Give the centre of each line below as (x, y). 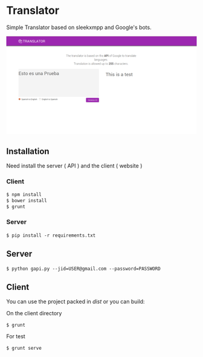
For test (16, 336)
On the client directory (34, 313)
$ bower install (27, 201)
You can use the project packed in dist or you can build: (76, 302)
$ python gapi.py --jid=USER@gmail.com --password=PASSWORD (84, 269)
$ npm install (24, 195)
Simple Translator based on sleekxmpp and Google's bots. (79, 27)
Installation (28, 151)
